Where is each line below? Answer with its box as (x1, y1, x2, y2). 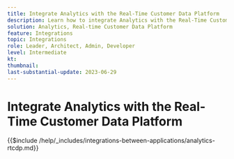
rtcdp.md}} (7, 144, 39, 152)
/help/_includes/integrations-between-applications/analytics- (38, 137, 216, 145)
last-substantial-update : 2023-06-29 (7, 68, 117, 75)
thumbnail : (7, 62, 39, 69)
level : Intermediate (7, 50, 68, 56)
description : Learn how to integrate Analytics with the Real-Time (7, 17, 208, 24)
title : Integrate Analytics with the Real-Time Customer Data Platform (7, 10, 219, 17)
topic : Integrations (7, 36, 68, 43)
